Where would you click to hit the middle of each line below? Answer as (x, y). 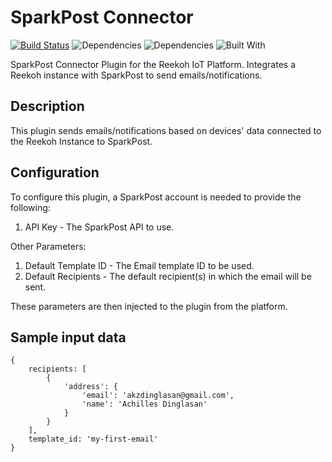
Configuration (55, 172)
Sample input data (68, 337)
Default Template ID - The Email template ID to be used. (139, 265)
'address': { (90, 387)
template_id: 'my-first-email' (93, 439)
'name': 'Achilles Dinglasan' (144, 404)
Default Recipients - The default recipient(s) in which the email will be (168, 276)
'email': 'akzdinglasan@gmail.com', (158, 396)
